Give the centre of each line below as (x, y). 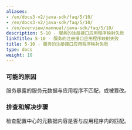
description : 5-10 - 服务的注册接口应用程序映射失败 (65, 33)
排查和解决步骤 (27, 107)
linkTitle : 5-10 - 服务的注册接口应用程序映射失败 (62, 39)
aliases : (17, 11)
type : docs (19, 50)
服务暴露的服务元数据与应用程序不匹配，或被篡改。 (68, 90)
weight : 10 (19, 55)
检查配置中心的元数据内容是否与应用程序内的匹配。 (68, 121)
